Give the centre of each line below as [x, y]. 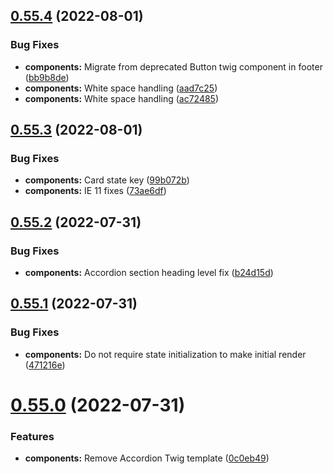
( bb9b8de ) [47, 77]
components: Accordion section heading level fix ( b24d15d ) [149, 273]
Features [32, 436]
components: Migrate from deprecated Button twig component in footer [173, 66]
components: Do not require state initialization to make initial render [165, 354]
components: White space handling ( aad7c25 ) [121, 88]
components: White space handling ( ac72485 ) [122, 98]
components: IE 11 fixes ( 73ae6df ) [95, 191]
